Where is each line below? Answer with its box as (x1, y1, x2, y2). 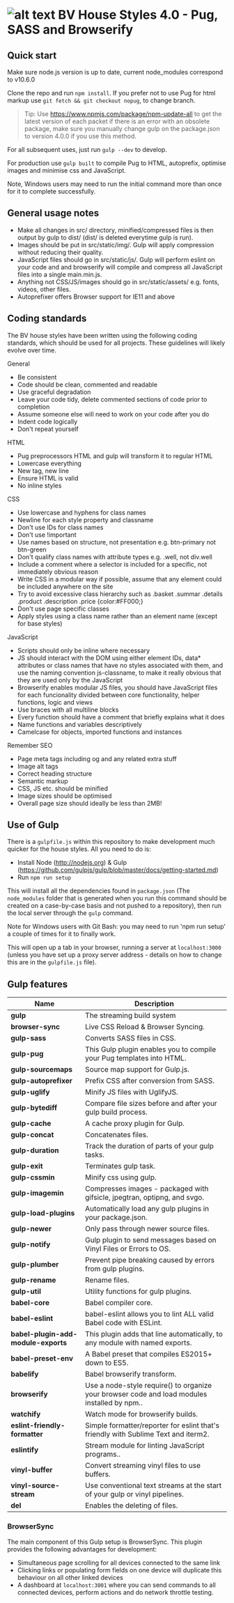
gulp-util (10, 1287, 42, 1297)
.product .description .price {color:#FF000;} (17, 597, 144, 605)
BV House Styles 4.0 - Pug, (58, 7, 218, 23)
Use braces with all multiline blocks (17, 705, 119, 714)
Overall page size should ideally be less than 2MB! (17, 799, 162, 807)
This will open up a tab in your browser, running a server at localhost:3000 (7, 944, 221, 952)
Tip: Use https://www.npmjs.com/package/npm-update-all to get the (24, 110, 222, 118)
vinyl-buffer (10, 1465, 53, 1475)
